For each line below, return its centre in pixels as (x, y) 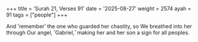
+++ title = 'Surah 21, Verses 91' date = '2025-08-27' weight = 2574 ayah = (99, 9)
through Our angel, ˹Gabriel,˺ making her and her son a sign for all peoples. (98, 33)
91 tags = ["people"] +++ (37, 15)
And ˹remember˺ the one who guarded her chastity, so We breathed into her (99, 26)
